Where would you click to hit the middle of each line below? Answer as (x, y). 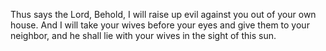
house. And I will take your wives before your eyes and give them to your (160, 25)
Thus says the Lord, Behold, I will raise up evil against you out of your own (163, 14)
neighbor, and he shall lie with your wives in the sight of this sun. (143, 35)
